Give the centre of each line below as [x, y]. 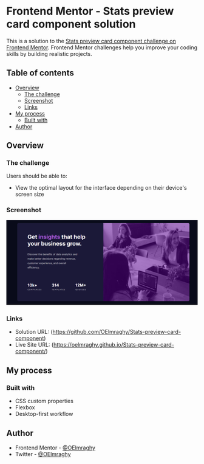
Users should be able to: [37, 176]
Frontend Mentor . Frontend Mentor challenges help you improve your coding [102, 47]
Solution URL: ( [34, 332]
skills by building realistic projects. [49, 54]
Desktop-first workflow [44, 414]
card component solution [71, 24]
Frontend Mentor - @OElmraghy [55, 448]
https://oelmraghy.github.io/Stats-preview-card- [114, 345]
